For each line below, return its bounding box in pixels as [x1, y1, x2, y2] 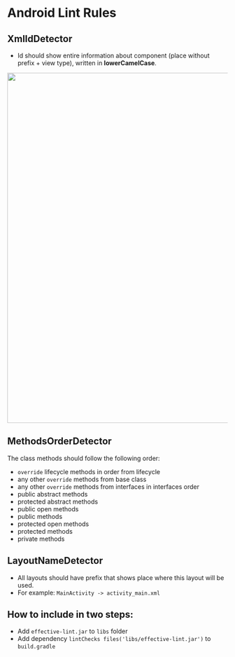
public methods [17, 512, 63, 520]
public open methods [17, 504, 79, 513]
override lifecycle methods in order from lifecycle [17, 467, 161, 476]
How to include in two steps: [7, 609, 134, 621]
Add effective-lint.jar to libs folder [17, 627, 128, 635]
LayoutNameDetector [7, 555, 104, 567]
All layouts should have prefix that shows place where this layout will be [17, 573, 225, 582]
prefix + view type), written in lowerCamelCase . [17, 59, 157, 67]
